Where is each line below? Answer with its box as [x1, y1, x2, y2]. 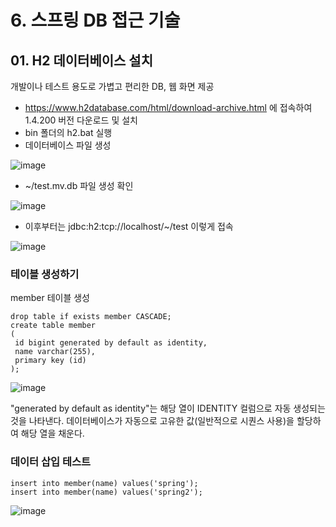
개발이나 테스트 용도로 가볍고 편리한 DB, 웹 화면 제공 [10, 81, 215, 92]
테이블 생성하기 [10, 267, 80, 281]
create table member [10, 321, 97, 331]
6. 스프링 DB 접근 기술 [10, 9, 181, 32]
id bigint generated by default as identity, [14, 338, 208, 348]
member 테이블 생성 [10, 292, 90, 304]
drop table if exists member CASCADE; [10, 312, 172, 322]
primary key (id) [14, 356, 87, 366]
